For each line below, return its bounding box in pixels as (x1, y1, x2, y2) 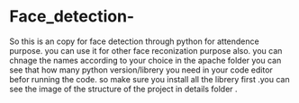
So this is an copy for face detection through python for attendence (9, 36, 259, 47)
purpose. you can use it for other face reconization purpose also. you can (9, 45, 283, 56)
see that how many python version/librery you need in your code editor (9, 64, 273, 75)
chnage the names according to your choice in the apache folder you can (9, 55, 282, 65)
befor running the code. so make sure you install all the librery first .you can (9, 73, 290, 84)
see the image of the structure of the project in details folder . (9, 83, 238, 94)
